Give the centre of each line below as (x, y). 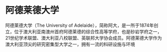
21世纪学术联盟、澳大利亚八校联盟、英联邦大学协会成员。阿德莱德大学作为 (84, 38)
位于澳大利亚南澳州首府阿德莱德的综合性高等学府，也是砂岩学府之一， (88, 31)
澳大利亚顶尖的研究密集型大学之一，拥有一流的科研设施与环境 (70, 44)
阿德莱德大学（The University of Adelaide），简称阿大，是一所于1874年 (80, 25)
